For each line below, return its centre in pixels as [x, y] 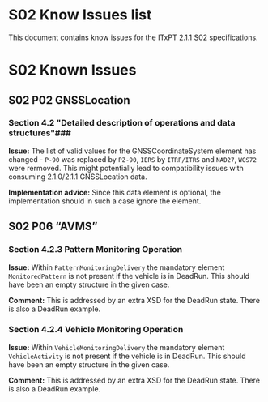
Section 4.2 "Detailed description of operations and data [122, 123]
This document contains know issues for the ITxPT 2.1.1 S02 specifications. [133, 37]
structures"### [40, 133]
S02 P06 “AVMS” [53, 227]
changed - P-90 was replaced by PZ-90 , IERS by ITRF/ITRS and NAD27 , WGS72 [133, 159]
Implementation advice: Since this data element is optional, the [115, 192]
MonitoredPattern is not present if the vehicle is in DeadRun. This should [129, 276]
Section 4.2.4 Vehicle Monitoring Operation [96, 330]
